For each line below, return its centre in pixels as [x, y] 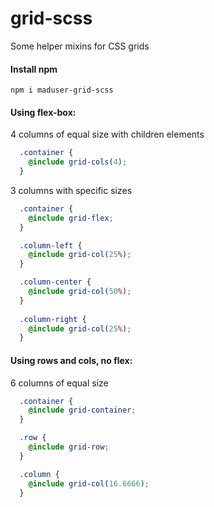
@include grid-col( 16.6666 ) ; [89, 483]
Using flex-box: [43, 112]
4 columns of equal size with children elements [107, 134]
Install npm [34, 69]
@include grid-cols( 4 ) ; [78, 162]
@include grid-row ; [69, 447]
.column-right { [53, 319]
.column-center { [55, 282]
